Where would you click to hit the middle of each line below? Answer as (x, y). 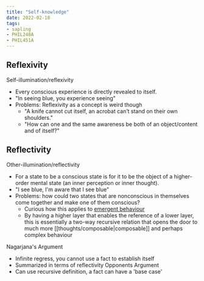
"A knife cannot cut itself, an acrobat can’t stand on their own (101, 111)
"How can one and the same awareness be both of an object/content (111, 124)
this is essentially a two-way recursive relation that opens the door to (111, 222)
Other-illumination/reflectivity (43, 164)
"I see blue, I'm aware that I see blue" (62, 189)
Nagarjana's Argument (35, 246)
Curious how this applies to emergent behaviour (84, 209)
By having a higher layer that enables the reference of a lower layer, (109, 215)
